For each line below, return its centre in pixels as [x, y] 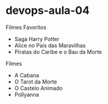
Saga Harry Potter [37, 39]
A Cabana [27, 75]
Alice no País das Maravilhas [50, 45]
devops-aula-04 [48, 11]
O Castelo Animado [38, 88]
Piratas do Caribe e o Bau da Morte [58, 51]
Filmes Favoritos [26, 27]
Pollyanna [27, 94]
